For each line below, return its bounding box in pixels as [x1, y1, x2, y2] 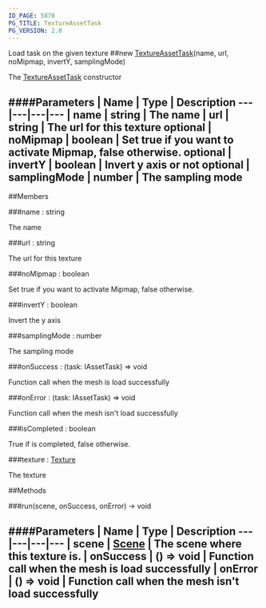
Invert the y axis [8, 316, 62, 325]
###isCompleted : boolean [8, 424, 96, 434]
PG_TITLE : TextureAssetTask [8, 19, 102, 27]
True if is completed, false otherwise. [8, 439, 130, 449]
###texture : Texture [8, 455, 76, 464]
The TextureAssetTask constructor [8, 73, 122, 82]
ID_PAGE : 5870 [8, 11, 56, 20]
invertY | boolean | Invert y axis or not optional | [8, 157, 250, 172]
